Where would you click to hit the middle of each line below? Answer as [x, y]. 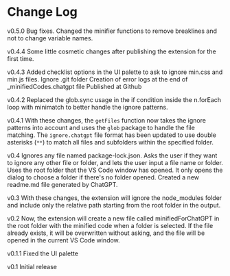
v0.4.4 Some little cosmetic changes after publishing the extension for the [112, 51]
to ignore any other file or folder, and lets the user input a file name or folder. [115, 162]
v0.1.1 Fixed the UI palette [43, 253]
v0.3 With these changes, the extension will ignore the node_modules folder [115, 198]
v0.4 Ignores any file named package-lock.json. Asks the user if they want [112, 155]
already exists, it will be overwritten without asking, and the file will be [106, 233]
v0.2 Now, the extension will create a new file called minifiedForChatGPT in [113, 218]
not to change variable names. [50, 38]
